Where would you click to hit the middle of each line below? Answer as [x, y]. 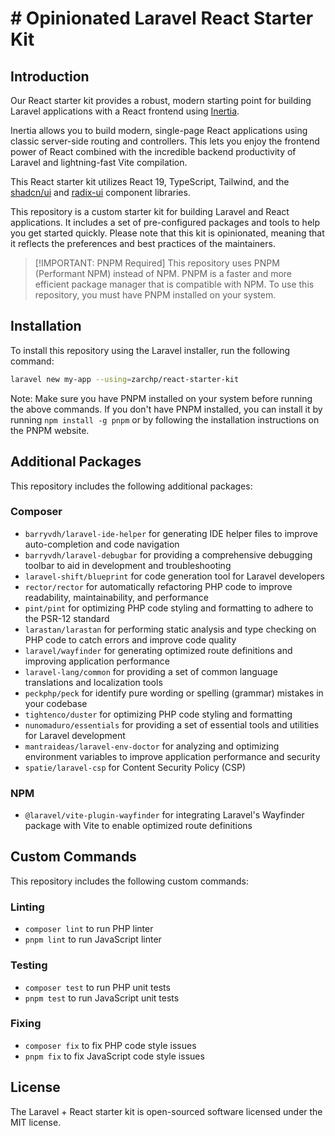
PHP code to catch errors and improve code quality [130, 639]
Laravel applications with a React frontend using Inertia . [125, 111]
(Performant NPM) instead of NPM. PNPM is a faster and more [163, 273]
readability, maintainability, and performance [116, 597]
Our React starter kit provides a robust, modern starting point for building [161, 100]
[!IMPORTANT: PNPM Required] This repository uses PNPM [157, 263]
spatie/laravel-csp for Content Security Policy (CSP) [135, 767]
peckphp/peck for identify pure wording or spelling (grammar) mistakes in [174, 693]
